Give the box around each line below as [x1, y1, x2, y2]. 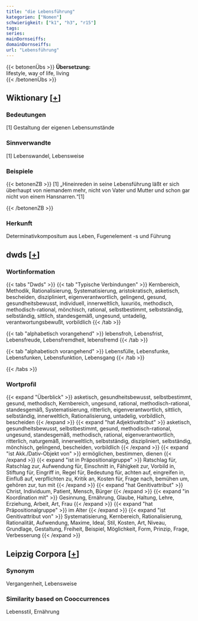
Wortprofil [6, 380, 37, 388]
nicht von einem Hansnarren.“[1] [6, 193, 85, 200]
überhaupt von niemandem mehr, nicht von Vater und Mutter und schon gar [6, 187, 190, 194]
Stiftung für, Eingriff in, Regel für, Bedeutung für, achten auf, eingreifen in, [6, 469, 185, 476]
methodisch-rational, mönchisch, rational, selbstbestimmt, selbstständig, [6, 306, 183, 313]
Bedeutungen [6, 110, 46, 119]
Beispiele [6, 167, 34, 175]
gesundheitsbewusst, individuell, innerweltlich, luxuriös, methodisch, [6, 300, 174, 307]
